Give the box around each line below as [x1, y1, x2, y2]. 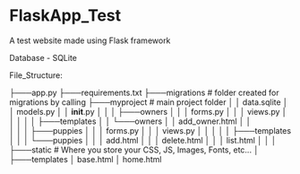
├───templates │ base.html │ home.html [9, 153, 162, 164]
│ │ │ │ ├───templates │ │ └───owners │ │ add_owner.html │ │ [9, 116, 252, 126]
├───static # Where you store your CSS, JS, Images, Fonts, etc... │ [9, 144, 260, 155]
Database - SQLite [9, 52, 78, 63]
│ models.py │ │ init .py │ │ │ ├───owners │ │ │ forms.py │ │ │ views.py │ [9, 106, 287, 117]
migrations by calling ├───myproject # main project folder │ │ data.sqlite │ [9, 96, 288, 108]
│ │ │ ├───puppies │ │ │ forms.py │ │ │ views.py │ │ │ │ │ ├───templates [9, 125, 292, 135]
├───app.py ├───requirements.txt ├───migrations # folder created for [9, 87, 279, 98]
